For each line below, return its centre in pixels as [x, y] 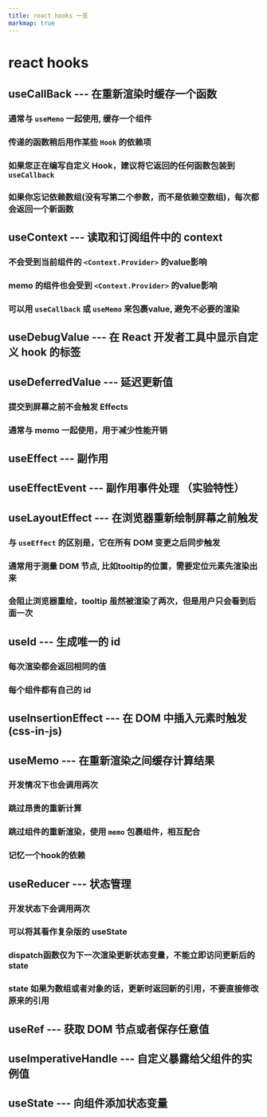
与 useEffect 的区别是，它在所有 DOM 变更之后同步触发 [114, 543]
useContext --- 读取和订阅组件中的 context [116, 238]
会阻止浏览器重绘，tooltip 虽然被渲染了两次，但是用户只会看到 [128, 602]
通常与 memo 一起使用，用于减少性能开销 [88, 430]
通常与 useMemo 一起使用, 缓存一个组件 [80, 119]
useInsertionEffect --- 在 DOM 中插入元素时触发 [128, 719]
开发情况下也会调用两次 [53, 785]
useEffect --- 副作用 [59, 458]
